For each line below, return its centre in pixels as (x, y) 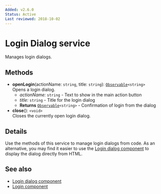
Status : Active (21, 14)
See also (18, 169)
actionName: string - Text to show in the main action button (81, 95)
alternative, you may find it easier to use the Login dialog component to (77, 148)
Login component (30, 186)
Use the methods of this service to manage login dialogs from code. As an (80, 143)
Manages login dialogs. (29, 57)
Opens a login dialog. (34, 90)
